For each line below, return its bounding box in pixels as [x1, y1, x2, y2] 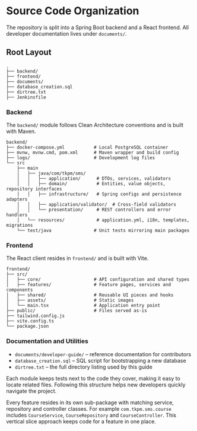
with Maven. [6, 128, 37, 135]
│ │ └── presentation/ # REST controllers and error [17, 207, 171, 213]
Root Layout [6, 47, 52, 58]
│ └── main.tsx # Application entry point [6, 303, 161, 309]
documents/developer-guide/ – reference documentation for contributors [14, 350, 192, 357]
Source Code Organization [6, 4, 139, 18]
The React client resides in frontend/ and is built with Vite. [6, 255, 149, 262]
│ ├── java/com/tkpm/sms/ [17, 170, 86, 176]
